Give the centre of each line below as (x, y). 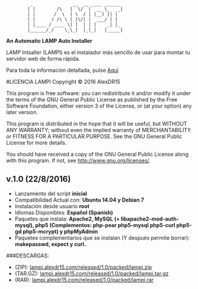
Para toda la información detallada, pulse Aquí (62, 70)
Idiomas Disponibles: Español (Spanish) (64, 212)
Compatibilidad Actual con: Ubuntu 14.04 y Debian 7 (79, 200)
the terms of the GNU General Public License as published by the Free (92, 100)
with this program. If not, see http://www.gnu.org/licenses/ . (79, 161)
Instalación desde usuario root (52, 206)
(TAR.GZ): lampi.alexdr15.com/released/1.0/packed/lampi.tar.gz (92, 273)
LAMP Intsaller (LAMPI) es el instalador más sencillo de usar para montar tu (98, 52)
